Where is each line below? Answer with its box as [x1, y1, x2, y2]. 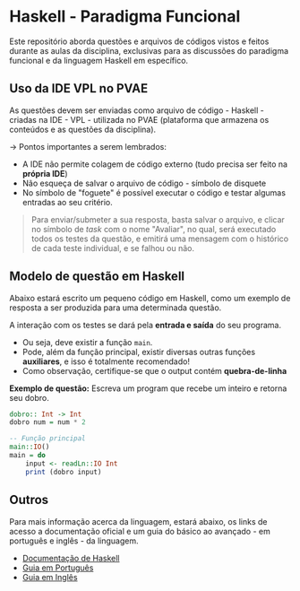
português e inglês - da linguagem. [9, 535, 139, 546]
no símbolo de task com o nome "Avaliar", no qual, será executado [30, 223, 277, 234]
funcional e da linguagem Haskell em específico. [9, 55, 189, 65]
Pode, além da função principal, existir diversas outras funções [21, 346, 256, 357]
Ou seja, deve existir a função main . [21, 336, 153, 347]
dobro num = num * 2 [9, 418, 87, 427]
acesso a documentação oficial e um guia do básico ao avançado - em [9, 526, 270, 536]
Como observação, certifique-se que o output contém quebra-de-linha [21, 365, 287, 376]
